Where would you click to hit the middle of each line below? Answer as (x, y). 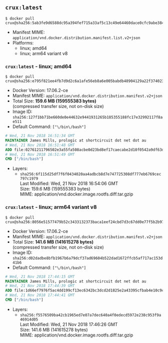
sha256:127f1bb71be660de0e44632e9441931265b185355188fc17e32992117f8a (87, 117)
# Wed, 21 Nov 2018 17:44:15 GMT (40, 276)
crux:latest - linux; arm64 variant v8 (51, 207)
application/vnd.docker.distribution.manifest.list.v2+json (76, 38)
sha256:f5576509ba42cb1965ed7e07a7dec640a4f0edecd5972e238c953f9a (90, 315)
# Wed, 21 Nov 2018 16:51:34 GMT (40, 136)
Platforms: (23, 42)
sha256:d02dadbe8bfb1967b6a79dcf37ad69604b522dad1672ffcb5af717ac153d (87, 258)
